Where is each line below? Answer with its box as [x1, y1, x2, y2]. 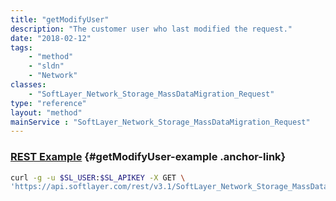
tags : [10, 42, 33, 53]
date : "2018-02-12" [10, 33, 92, 43]
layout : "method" [10, 107, 83, 118]
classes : [10, 80, 47, 90]
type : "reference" [10, 98, 87, 108]
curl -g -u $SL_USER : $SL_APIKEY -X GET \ [10, 172, 186, 183]
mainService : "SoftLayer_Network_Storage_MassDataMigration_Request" [10, 117, 311, 127]
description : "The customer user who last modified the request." [10, 24, 293, 34]
